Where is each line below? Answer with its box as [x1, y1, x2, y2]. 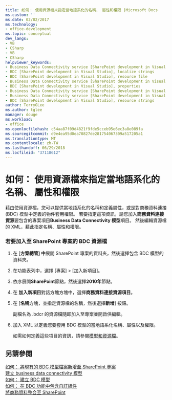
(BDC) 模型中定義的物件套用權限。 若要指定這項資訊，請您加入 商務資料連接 [5, 211, 164, 217]
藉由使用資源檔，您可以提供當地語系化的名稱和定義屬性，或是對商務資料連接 [5, 204, 167, 210]
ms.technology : [5, 21, 38, 27]
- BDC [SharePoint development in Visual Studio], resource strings [5, 98, 155, 103]
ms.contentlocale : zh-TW [5, 141, 58, 146]
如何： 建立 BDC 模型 [5, 376, 50, 383]
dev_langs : [5, 36, 29, 41]
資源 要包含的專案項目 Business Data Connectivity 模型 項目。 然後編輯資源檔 [5, 217, 167, 223]
